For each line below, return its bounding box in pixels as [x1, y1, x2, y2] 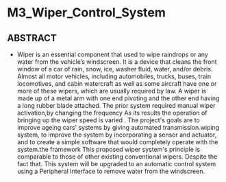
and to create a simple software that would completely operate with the [16, 138, 218, 146]
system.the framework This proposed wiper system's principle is [16, 146, 201, 153]
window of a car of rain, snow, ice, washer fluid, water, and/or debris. [16, 65, 213, 73]
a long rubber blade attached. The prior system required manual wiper [16, 102, 216, 109]
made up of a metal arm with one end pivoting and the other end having [16, 94, 220, 102]
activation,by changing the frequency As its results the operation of [16, 109, 208, 117]
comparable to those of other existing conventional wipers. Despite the [16, 152, 218, 161]
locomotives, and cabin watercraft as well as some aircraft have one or [16, 80, 217, 87]
